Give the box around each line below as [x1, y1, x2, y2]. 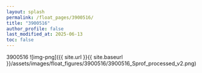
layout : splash [6, 8, 45, 15]
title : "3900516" [6, 20, 50, 26]
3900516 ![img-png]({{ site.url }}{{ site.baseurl [6, 54, 123, 60]
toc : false [6, 37, 34, 43]
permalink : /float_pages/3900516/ [6, 14, 94, 21]
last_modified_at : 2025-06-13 [6, 31, 83, 37]
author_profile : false [6, 25, 64, 32]
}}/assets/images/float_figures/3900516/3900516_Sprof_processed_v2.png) [6, 60, 197, 67]
